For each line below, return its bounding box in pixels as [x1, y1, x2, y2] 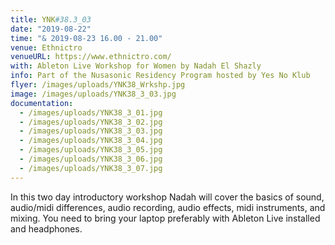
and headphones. [10, 222, 83, 235]
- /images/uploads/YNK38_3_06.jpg [19, 154, 163, 164]
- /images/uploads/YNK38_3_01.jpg [19, 107, 163, 118]
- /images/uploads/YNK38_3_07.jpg [19, 163, 163, 173]
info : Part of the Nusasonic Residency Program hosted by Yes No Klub [10, 71, 311, 81]
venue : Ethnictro [10, 42, 83, 53]
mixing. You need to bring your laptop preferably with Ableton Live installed [10, 212, 321, 224]
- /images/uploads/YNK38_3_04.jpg [19, 136, 163, 146]
